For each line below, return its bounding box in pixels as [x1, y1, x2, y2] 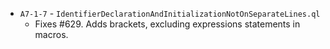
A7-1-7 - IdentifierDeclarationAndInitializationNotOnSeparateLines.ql [19, 8, 321, 19]
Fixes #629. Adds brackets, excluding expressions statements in [34, 18, 301, 30]
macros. [34, 29, 69, 40]
